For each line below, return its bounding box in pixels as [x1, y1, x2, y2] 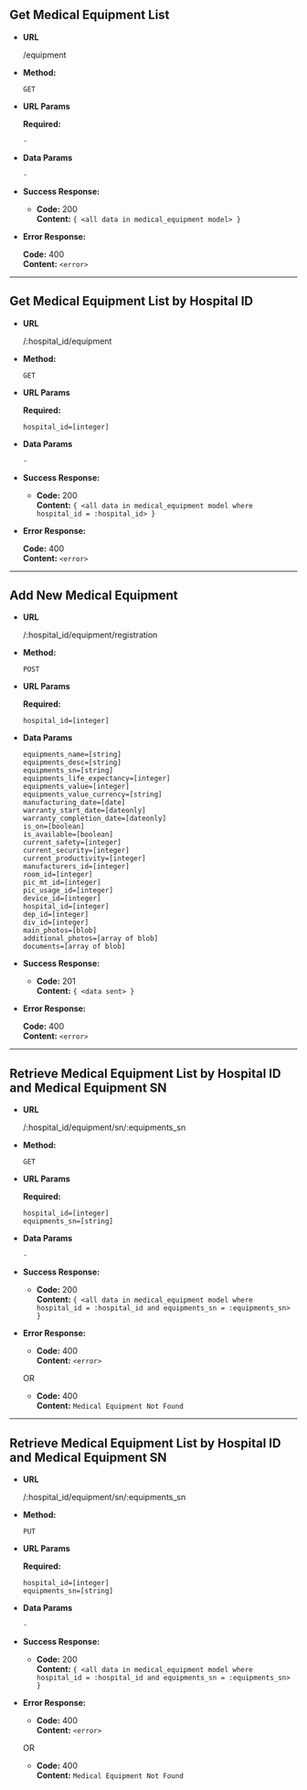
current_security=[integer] [22, 846, 130, 856]
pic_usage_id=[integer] [22, 886, 114, 895]
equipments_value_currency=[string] [22, 790, 163, 799]
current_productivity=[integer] [22, 854, 146, 863]
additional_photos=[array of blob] [22, 934, 159, 943]
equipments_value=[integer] [22, 782, 130, 792]
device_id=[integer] [22, 894, 101, 903]
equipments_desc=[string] [22, 758, 122, 767]
